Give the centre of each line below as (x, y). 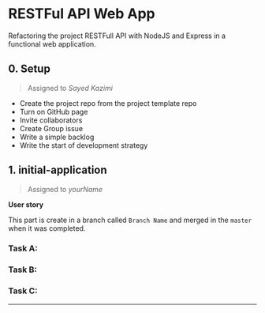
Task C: (23, 291)
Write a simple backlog (57, 137)
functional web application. (52, 43)
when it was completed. (47, 228)
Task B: (23, 270)
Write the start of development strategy (84, 145)
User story (26, 204)
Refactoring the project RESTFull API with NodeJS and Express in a (117, 36)
